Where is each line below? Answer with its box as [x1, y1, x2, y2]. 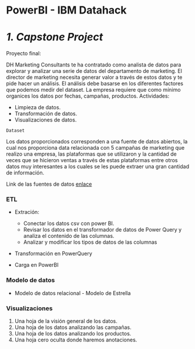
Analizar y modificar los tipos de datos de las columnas [23, 239, 157, 246]
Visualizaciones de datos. [14, 116, 77, 123]
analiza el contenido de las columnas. [23, 233, 115, 240]
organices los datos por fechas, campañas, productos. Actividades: [6, 92, 170, 100]
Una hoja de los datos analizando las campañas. [14, 324, 132, 331]
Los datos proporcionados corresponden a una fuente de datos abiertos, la [6, 138, 188, 145]
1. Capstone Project [6, 31, 103, 44]
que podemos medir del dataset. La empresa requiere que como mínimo [6, 86, 181, 93]
